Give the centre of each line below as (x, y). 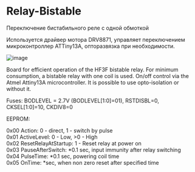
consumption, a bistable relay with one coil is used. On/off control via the (98, 76)
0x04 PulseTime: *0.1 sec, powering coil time (63, 156)
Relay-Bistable (44, 11)
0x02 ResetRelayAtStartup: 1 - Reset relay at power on (74, 143)
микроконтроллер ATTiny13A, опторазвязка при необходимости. (91, 46)
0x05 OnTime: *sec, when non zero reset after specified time (83, 162)
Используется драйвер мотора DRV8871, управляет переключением (96, 39)
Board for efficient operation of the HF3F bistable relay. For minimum (92, 69)
